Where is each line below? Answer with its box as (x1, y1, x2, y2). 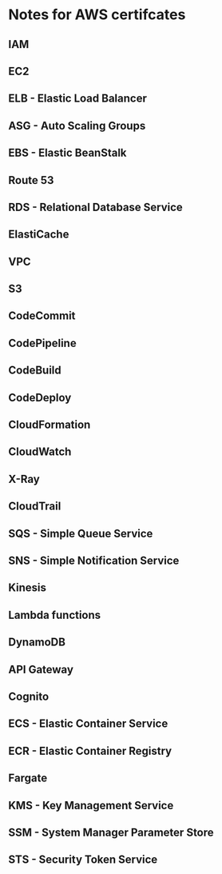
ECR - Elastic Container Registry (8, 744, 172, 757)
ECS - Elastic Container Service (8, 717, 168, 731)
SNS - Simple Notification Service (8, 554, 180, 567)
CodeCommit (8, 309, 76, 323)
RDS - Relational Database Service (8, 200, 184, 214)
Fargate (8, 772, 48, 785)
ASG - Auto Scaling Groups (8, 118, 146, 133)
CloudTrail (8, 500, 61, 513)
